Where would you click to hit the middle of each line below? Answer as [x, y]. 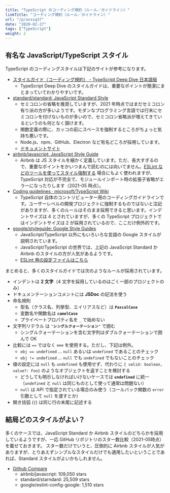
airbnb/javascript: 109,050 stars [53, 474]
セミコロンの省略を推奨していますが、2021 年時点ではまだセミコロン [92, 104]
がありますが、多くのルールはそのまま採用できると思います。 [84, 210]
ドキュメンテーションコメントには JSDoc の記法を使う [70, 294]
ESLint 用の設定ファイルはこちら [54, 260]
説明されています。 [40, 241]
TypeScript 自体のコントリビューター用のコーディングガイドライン [90, 197]
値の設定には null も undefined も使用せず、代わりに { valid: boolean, [88, 364]
